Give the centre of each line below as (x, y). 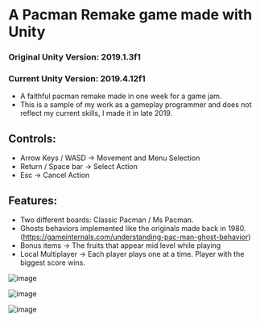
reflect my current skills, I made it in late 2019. (96, 114)
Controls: (32, 138)
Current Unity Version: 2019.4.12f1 (77, 79)
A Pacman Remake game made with (130, 15)
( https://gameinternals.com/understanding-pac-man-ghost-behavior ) (135, 237)
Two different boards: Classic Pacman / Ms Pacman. (107, 220)
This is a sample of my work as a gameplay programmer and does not (136, 105)
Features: (33, 200)
